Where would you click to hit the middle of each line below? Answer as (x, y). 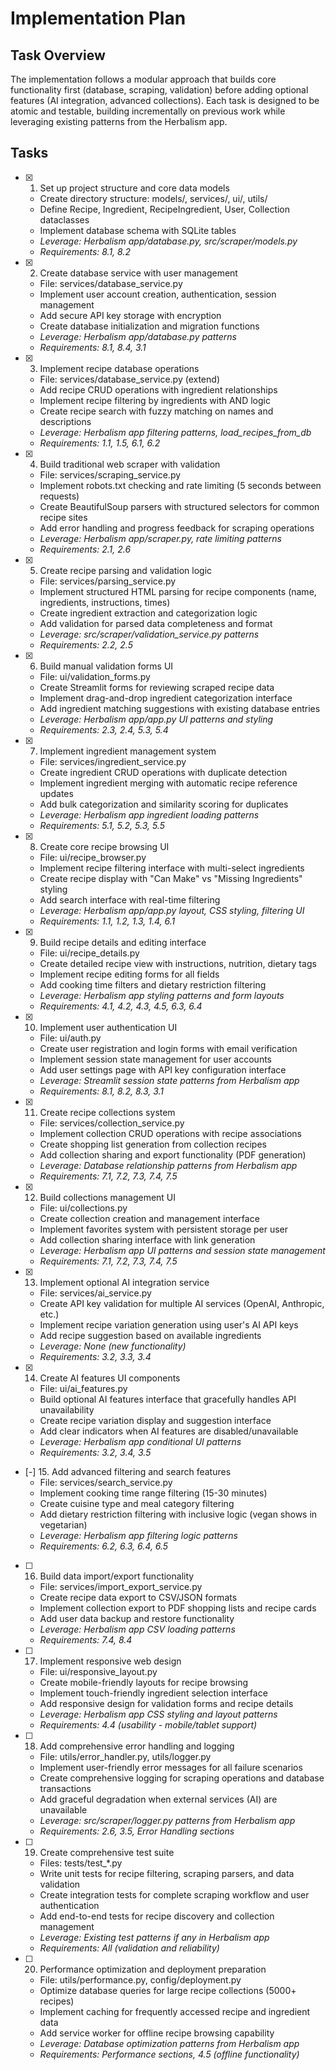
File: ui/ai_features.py (83, 1388)
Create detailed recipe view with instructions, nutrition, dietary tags (178, 963)
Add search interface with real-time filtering (130, 899)
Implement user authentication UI (108, 1027)
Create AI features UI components (110, 1378)
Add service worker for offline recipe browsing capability (157, 2033)
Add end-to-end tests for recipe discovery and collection (157, 1916)
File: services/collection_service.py (112, 1123)
